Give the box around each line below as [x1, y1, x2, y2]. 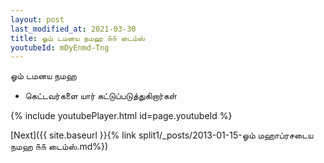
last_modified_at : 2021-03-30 [10, 24, 137, 34]
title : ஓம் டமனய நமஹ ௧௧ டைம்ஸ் [10, 33, 146, 43]
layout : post [10, 14, 65, 25]
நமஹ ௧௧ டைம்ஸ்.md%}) [10, 141, 109, 153]
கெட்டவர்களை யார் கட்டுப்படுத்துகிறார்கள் [24, 90, 177, 102]
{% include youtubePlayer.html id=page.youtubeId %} [10, 110, 233, 122]
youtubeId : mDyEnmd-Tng [10, 42, 110, 53]
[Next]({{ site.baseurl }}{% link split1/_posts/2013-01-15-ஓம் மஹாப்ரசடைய [10, 129, 314, 141]
